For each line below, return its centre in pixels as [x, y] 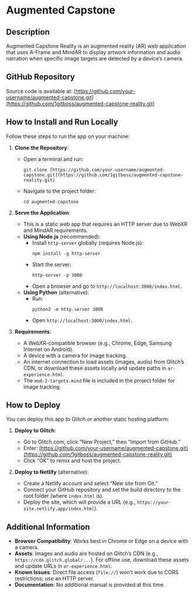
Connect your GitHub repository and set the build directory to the [102, 490]
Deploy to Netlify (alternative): [52, 472]
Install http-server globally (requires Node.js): [88, 243]
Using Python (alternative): [56, 292]
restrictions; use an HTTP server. [54, 579]
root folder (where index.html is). [64, 496]
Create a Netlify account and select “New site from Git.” [90, 484]
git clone [35, 170]
